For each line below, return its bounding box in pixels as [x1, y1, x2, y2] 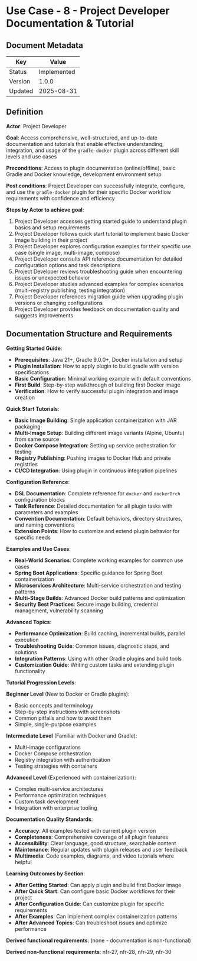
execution [14, 636, 40, 643]
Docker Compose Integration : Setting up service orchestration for [14, 441, 176, 449]
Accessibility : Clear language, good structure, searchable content [14, 839, 176, 846]
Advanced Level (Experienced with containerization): [6, 774, 136, 781]
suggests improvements [14, 311, 74, 319]
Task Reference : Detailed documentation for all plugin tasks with [14, 502, 173, 509]
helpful [14, 858, 32, 865]
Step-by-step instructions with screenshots [14, 708, 120, 715]
